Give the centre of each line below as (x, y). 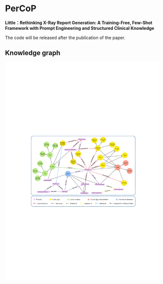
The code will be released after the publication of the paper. (65, 38)
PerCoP (21, 9)
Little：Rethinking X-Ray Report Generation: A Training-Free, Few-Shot (79, 22)
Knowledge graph (33, 53)
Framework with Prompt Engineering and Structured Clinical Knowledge (80, 28)
